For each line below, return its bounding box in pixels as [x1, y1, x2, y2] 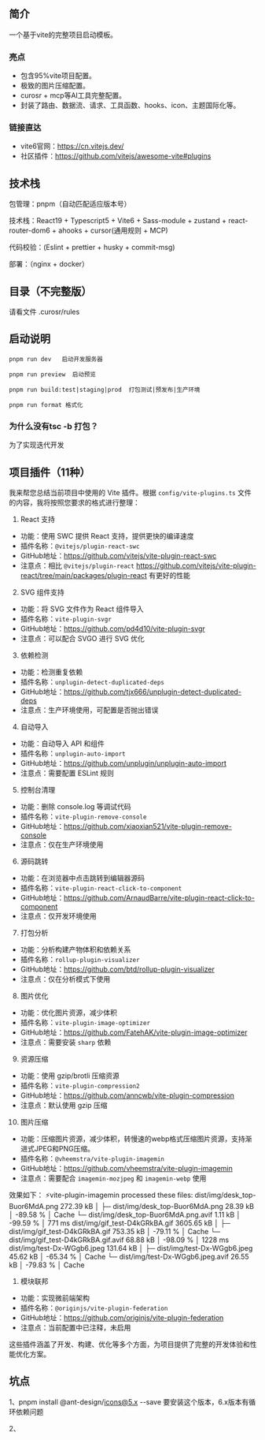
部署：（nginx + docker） [9, 259, 90, 269]
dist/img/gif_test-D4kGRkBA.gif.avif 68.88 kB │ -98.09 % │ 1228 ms [9, 1235, 230, 1244]
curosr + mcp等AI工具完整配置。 [20, 91, 127, 100]
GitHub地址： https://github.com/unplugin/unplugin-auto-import [20, 758, 227, 767]
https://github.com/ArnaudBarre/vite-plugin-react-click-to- [63, 893, 255, 902]
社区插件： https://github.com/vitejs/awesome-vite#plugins [20, 151, 212, 161]
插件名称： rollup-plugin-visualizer [20, 954, 140, 964]
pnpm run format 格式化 [9, 401, 83, 408]
